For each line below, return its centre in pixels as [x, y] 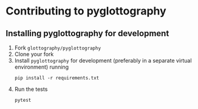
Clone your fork [34, 54]
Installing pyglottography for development [87, 33]
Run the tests [31, 89]
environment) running [42, 67]
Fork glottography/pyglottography [58, 48]
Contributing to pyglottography [86, 11]
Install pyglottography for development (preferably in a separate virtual [103, 61]
